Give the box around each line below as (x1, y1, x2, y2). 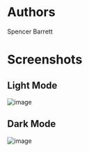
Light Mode (7, 79, 58, 91)
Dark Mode (7, 118, 56, 130)
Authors (7, 4, 56, 20)
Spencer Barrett (7, 27, 54, 36)
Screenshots (7, 52, 83, 68)
